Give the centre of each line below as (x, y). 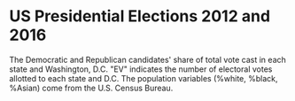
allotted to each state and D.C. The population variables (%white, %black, (144, 78)
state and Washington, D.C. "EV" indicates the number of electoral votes (141, 69)
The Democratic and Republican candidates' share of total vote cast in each (147, 59)
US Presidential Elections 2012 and (140, 16)
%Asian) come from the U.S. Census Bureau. (91, 88)
